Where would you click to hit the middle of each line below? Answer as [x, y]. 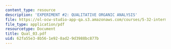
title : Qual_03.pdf [26, 34]
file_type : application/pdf [35, 24]
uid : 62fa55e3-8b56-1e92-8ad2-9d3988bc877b [52, 39]
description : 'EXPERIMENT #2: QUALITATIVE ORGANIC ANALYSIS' [72, 15]
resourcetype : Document [31, 29]
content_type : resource [31, 10]
